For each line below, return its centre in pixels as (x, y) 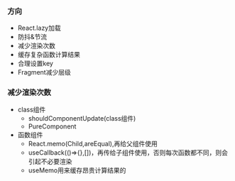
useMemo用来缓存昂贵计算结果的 (77, 170)
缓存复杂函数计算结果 (49, 55)
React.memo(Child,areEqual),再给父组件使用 (93, 143)
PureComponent (52, 126)
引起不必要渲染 (50, 161)
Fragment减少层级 (44, 72)
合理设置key (35, 64)
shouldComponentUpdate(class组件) (82, 118)
